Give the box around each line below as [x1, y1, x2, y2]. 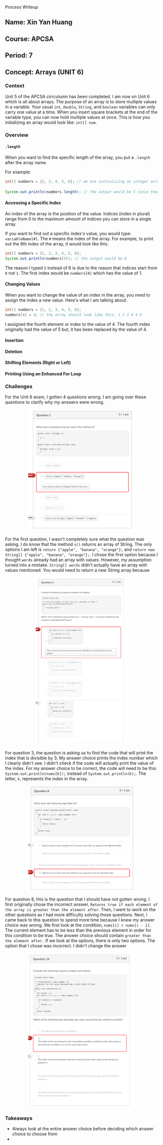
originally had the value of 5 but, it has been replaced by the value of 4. [5, 326, 147, 332]
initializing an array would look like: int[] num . [5, 119, 97, 125]
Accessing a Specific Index [5, 200, 61, 206]
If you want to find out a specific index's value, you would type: [5, 230, 132, 236]
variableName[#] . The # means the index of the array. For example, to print [5, 236, 154, 242]
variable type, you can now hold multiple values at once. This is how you [5, 114, 150, 120]
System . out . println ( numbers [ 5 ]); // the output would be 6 [5, 256, 127, 261]
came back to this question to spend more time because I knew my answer [5, 917, 155, 923]
